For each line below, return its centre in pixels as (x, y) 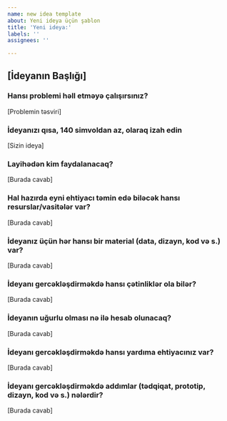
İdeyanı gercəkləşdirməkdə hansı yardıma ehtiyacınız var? (111, 352)
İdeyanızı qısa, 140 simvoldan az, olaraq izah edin (95, 130)
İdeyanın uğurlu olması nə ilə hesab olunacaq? (89, 318)
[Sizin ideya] (26, 146)
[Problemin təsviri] (35, 111)
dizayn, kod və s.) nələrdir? (55, 395)
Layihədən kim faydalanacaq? (60, 164)
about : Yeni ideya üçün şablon (54, 21)
